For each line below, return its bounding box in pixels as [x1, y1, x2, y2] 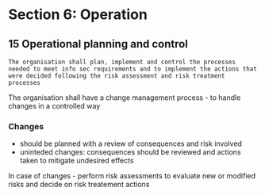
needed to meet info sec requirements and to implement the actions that [8, 65, 258, 73]
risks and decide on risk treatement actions [8, 180, 150, 189]
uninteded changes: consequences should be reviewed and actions [19, 147, 241, 157]
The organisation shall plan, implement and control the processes [8, 58, 236, 66]
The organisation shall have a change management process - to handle [8, 93, 241, 102]
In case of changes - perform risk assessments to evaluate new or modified [8, 171, 256, 181]
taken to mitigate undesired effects [19, 156, 134, 166]
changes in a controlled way [8, 101, 101, 110]
